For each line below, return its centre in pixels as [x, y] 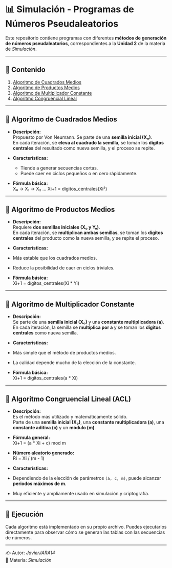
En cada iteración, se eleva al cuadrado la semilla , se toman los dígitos [88, 142]
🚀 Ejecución [25, 514]
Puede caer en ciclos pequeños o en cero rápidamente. [79, 173]
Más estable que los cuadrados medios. [55, 258]
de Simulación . [21, 49]
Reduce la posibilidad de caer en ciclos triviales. [63, 268]
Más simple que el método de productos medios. [64, 353]
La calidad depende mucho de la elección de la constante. [74, 363]
